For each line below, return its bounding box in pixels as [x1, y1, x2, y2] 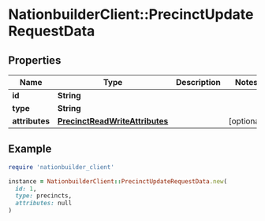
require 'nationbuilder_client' [8, 163, 114, 171]
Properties [8, 53, 62, 67]
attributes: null [15, 199, 73, 208]
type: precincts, [15, 192, 73, 200]
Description [176, 77, 221, 87]
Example [8, 142, 52, 156]
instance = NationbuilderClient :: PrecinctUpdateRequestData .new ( [8, 177, 227, 186]
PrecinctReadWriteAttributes [58, 116, 169, 127]
